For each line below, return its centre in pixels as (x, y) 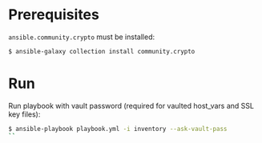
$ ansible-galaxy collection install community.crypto (102, 51)
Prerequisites (54, 15)
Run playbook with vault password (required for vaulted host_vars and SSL (131, 105)
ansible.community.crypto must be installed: (81, 37)
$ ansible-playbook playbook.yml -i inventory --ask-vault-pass (118, 129)
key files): (24, 114)
